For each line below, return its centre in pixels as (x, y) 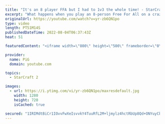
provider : (15, 55)
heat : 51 (14, 37)
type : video (17, 23)
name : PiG (19, 60)
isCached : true (29, 105)
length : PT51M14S (23, 28)
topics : (13, 73)
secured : (14, 114)
